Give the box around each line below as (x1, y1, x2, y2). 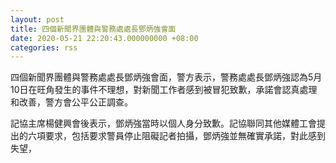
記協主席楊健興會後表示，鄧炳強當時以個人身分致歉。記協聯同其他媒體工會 (10, 117, 317, 130)
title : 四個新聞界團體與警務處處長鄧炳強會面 (10, 24, 177, 34)
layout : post (10, 14, 65, 25)
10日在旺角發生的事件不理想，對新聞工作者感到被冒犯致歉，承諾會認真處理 (10, 84, 318, 96)
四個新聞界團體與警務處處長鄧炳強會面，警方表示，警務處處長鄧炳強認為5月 (10, 71, 323, 83)
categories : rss (10, 42, 78, 53)
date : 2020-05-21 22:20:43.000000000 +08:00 (10, 33, 199, 43)
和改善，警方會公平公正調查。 (10, 96, 133, 108)
